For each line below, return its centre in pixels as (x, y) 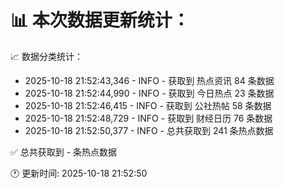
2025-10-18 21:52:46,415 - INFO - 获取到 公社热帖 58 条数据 (148, 105)
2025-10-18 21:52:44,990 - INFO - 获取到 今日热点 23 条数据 (149, 93)
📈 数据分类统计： (46, 56)
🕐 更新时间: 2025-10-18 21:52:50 (79, 173)
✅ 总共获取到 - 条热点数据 (64, 152)
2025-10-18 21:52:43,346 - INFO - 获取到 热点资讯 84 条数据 (149, 80)
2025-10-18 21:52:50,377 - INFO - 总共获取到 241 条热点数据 (149, 130)
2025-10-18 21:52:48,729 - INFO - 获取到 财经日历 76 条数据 (148, 118)
